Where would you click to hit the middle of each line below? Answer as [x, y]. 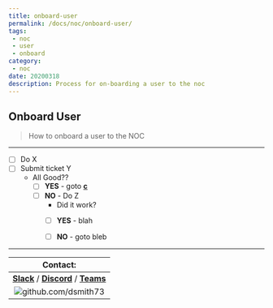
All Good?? [50, 178]
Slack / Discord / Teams [59, 278]
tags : [17, 31]
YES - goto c [66, 186]
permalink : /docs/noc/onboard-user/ [70, 24]
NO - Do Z [62, 195]
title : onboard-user [43, 16]
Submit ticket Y [45, 169]
